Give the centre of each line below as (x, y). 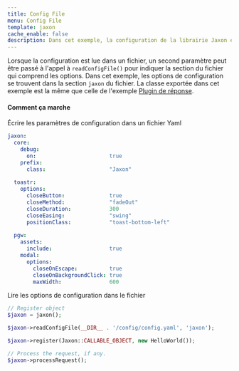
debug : (30, 150)
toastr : (25, 182)
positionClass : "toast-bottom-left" (98, 222)
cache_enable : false (38, 34)
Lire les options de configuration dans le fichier (76, 296)
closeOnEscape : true (78, 268)
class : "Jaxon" (79, 169)
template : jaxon (31, 27)
